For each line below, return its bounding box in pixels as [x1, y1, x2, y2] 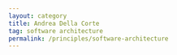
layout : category [8, 11, 67, 20]
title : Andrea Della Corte [8, 19, 100, 27]
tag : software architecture [8, 27, 104, 35]
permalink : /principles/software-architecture [8, 34, 169, 43]
